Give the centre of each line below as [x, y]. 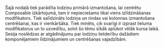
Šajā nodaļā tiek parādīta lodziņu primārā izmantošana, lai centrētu [73, 8]
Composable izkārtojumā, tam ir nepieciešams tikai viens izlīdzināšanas [78, 13]
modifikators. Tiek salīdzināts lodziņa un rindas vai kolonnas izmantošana [80, 18]
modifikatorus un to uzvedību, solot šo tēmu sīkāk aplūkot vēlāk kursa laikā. [82, 29]
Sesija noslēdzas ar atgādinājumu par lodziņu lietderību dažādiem [72, 34]
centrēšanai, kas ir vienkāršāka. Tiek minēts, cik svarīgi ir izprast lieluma [79, 23]
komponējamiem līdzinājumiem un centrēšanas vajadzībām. [66, 39]
